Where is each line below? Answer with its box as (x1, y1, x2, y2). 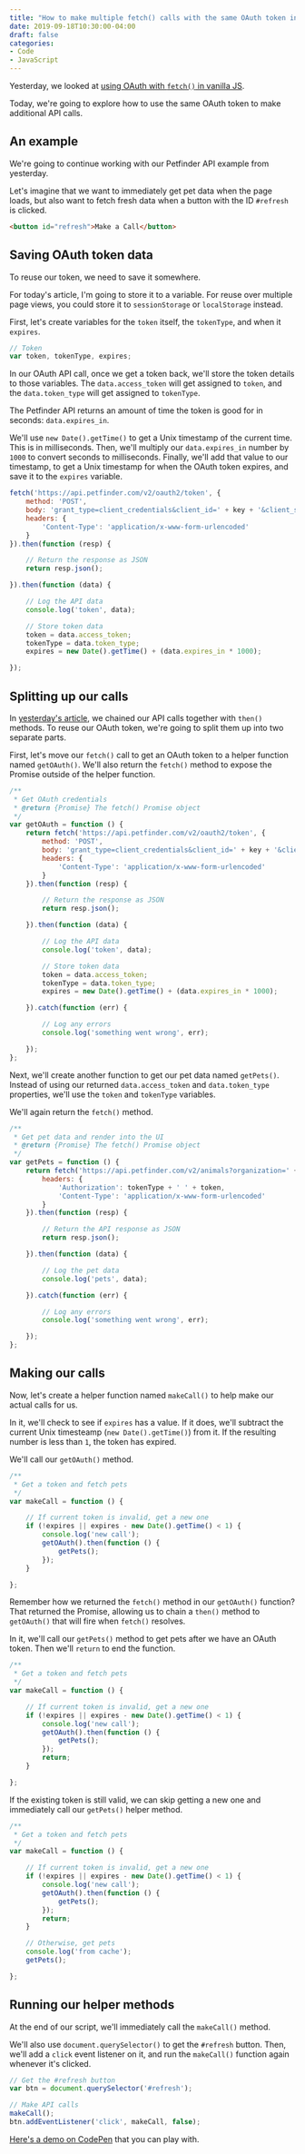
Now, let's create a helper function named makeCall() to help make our (9, 1389, 274, 1400)
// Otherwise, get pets (25, 1939, 116, 1948)
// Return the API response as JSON (42, 1225, 181, 1234)
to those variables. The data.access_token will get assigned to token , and (9, 378, 283, 389)
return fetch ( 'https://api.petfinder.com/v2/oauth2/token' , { (25, 828, 266, 838)
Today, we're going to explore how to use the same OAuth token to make (9, 98, 281, 109)
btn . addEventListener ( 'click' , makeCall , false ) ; (9, 2118, 202, 2127)
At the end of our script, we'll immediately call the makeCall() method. (9, 2021, 271, 2032)
